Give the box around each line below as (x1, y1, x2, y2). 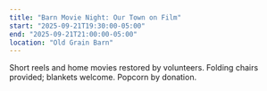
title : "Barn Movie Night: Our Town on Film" (9, 12, 181, 22)
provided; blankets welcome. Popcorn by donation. (9, 72, 197, 83)
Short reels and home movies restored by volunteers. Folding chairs (9, 62, 259, 73)
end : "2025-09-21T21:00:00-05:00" (9, 29, 138, 38)
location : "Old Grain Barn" (9, 37, 114, 47)
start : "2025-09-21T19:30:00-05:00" (9, 21, 146, 30)
